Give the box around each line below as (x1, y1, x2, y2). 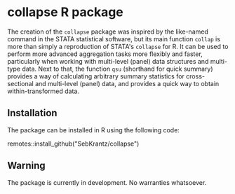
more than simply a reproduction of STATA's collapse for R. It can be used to (7, 42, 229, 50)
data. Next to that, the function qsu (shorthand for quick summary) (22, 64, 213, 73)
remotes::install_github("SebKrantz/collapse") (7, 139, 140, 148)
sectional (7, 79, 34, 88)
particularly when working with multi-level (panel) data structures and (7, 57, 209, 65)
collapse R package (7, 4, 124, 20)
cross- (185, 71, 206, 81)
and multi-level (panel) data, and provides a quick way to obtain (34, 79, 220, 88)
